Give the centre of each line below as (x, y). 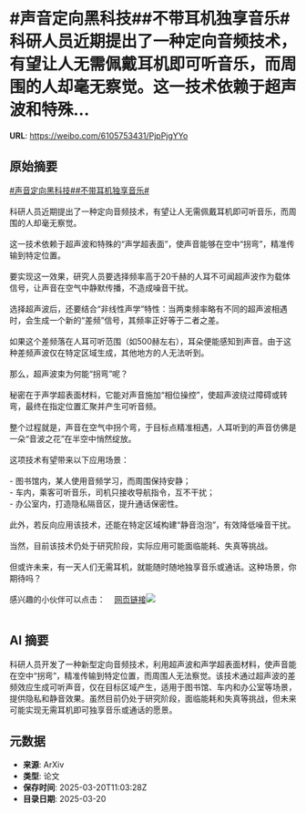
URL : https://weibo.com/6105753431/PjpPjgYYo (99, 135)
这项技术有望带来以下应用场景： (69, 459)
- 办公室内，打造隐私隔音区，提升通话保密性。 (97, 503)
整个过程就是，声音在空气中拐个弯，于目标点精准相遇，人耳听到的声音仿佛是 (153, 427)
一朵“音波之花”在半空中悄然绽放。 (73, 438)
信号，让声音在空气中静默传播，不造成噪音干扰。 (101, 287)
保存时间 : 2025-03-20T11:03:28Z (85, 787)
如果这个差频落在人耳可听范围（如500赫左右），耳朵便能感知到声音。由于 (147, 341)
